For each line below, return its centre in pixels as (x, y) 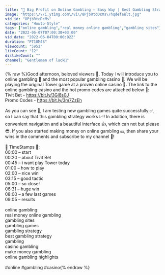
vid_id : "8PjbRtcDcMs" (28, 19)
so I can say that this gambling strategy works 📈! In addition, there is (75, 117)
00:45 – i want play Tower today (38, 163)
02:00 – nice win (22, 173)
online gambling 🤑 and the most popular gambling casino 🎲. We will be (76, 79)
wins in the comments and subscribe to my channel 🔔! (60, 137)
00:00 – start (18, 152)
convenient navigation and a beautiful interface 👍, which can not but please (82, 124)
